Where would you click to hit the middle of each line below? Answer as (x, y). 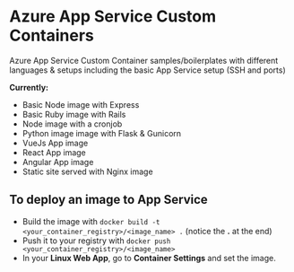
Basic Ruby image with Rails (74, 114)
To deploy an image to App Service (108, 200)
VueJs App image (55, 143)
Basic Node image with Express (81, 104)
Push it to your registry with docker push (96, 241)
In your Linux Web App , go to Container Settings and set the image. (149, 258)
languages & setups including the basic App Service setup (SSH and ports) (148, 70)
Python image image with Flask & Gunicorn (102, 133)
